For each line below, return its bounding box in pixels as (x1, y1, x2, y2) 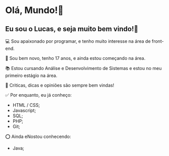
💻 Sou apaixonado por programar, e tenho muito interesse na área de (5, 38, 151, 44)
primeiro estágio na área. (5, 72, 58, 79)
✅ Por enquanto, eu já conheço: (5, 92, 72, 98)
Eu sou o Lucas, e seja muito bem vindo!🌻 (5, 25, 139, 33)
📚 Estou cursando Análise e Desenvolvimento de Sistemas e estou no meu (5, 65, 162, 71)
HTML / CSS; (12, 102, 40, 108)
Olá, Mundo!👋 (5, 5, 64, 16)
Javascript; (12, 108, 36, 113)
